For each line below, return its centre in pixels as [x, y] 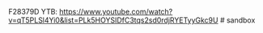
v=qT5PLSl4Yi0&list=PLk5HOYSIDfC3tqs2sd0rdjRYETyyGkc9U [113, 20]
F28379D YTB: [33, 12]
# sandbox [238, 20]
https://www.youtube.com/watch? [116, 12]
